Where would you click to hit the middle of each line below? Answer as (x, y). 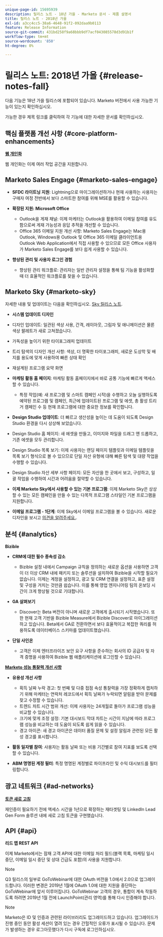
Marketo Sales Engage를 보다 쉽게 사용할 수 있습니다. (76, 249)
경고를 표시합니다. (42, 736)
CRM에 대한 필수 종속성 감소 (39, 556)
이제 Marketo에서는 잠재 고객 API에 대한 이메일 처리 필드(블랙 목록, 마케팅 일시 (80, 854)
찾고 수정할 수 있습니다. (42, 700)
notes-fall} (27, 86)
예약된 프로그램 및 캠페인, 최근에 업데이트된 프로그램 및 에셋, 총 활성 (83, 401)
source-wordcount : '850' (30, 41)
